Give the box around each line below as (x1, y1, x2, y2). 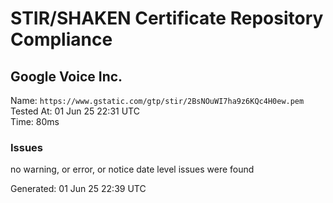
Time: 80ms (10, 116, 60, 127)
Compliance (10, 28, 113, 51)
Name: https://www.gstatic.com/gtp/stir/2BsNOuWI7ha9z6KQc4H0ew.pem (10, 95, 305, 106)
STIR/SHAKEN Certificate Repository (10, 7, 324, 30)
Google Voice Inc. (10, 68, 123, 85)
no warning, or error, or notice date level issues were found (10, 163, 255, 176)
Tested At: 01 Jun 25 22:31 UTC (10, 105, 140, 117)
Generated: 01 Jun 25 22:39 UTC (10, 183, 147, 195)
